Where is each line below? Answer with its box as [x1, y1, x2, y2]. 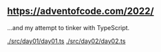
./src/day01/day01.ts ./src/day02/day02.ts [7, 37, 126, 45]
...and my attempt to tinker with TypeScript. [7, 23, 130, 31]
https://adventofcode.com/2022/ [7, 5, 154, 17]
